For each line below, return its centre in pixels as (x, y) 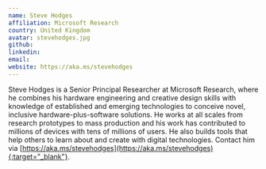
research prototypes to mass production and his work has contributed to (127, 122)
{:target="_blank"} (38, 156)
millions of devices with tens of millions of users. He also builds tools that (128, 131)
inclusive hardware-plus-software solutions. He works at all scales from (126, 115)
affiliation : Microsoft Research (64, 23)
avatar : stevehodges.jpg (49, 38)
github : (21, 45)
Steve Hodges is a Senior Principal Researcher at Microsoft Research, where (133, 89)
